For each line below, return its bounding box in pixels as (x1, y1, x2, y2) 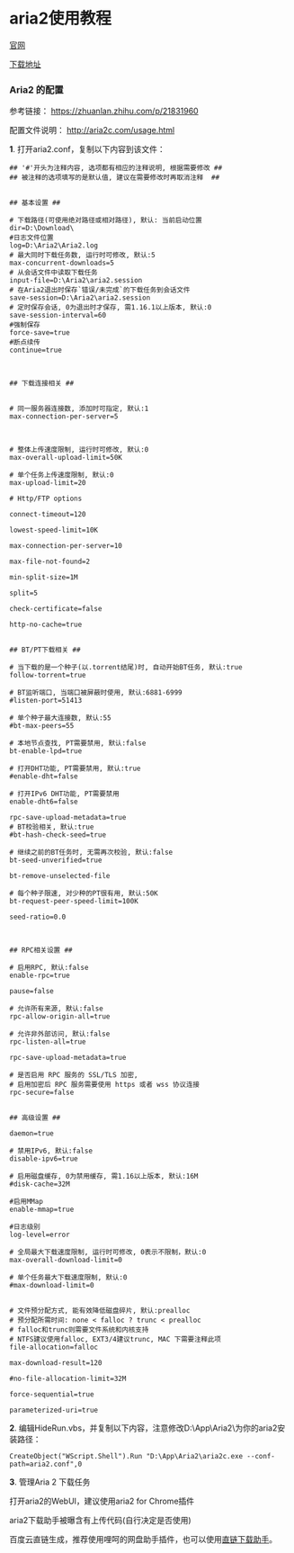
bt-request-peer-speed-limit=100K (9, 897, 139, 906)
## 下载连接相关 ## (9, 379, 75, 388)
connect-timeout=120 (9, 510, 87, 519)
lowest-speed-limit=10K (9, 525, 99, 535)
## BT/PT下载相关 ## (9, 645, 81, 655)
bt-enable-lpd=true (9, 747, 83, 756)
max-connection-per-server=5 (9, 412, 119, 421)
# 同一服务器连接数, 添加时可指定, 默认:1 (9, 404, 149, 414)
